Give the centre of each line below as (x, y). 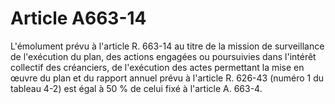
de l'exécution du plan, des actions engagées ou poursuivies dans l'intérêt (163, 56)
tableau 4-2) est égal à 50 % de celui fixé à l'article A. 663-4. (136, 88)
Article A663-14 (78, 18)
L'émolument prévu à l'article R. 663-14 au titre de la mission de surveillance (167, 46)
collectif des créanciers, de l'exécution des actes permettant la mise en (157, 67)
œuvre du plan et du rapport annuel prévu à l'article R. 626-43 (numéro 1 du (167, 78)
